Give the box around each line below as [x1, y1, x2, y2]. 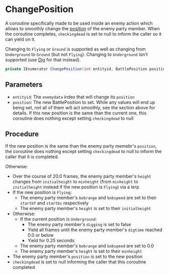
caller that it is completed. [5, 154, 59, 160]
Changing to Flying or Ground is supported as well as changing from [5, 46, 146, 52]
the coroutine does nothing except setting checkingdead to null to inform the [5, 149, 162, 155]
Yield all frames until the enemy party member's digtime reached [27, 227, 162, 233]
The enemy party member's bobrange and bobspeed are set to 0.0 [20, 243, 154, 249]
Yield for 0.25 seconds [27, 238, 74, 244]
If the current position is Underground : [20, 216, 97, 222]
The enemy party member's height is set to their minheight [20, 248, 142, 254]
